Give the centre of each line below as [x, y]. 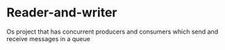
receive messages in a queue [49, 38]
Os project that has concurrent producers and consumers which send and [112, 32]
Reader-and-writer [62, 13]
